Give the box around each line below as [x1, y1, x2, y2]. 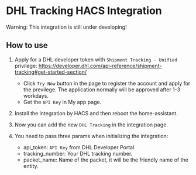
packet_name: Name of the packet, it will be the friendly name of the [23, 156, 188, 163]
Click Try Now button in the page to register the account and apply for [23, 80, 191, 87]
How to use [6, 40, 48, 50]
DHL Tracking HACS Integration [6, 4, 162, 18]
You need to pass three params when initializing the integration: [14, 132, 169, 139]
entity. [23, 162, 39, 169]
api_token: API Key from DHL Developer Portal [23, 143, 135, 150]
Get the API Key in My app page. [23, 98, 102, 105]
